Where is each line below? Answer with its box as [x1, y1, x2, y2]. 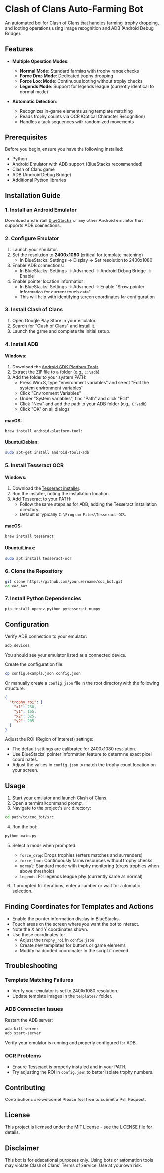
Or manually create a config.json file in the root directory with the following [5, 680, 159, 686]
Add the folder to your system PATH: [12, 374, 87, 380]
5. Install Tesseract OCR [5, 462, 64, 469]
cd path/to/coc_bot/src [5, 815, 54, 820]
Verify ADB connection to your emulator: [5, 633, 87, 639]
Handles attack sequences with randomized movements [19, 118, 134, 125]
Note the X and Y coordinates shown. [12, 926, 89, 932]
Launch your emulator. [12, 246, 58, 252]
